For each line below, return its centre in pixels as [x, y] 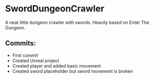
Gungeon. [15, 27]
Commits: [21, 43]
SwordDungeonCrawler [55, 9]
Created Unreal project [36, 61]
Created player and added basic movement [56, 66]
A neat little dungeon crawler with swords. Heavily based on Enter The [77, 22]
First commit [25, 55]
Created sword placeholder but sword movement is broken [73, 71]
